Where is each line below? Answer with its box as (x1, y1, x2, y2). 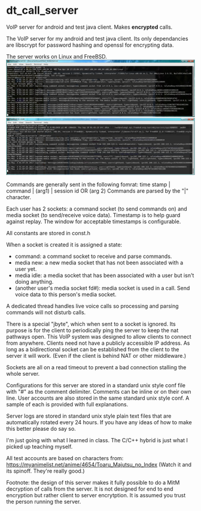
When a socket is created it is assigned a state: (6, 241, 123, 248)
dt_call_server (6, 4, 79, 17)
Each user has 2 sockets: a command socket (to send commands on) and (6, 205, 187, 212)
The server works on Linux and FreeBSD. (6, 53, 108, 60)
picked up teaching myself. (6, 443, 73, 451)
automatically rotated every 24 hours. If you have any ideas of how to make (6, 419, 193, 426)
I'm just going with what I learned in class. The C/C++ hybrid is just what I (6, 437, 188, 444)
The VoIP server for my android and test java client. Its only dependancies (6, 35, 188, 42)
